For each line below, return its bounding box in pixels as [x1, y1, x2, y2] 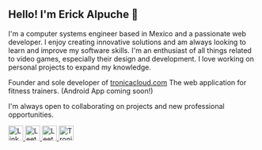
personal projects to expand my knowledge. [8, 62, 152, 72]
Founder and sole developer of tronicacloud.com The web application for [8, 77, 247, 87]
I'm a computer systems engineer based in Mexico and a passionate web [8, 28, 247, 38]
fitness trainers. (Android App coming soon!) [8, 86, 154, 96]
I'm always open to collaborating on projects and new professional [8, 101, 225, 111]
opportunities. [8, 110, 54, 119]
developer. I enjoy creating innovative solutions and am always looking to [8, 37, 247, 47]
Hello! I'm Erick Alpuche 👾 [8, 8, 139, 21]
